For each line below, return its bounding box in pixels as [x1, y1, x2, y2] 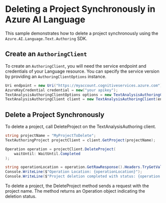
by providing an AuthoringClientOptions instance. [5, 73, 107, 80]
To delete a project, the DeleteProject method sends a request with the [5, 183, 149, 189]
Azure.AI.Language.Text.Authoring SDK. [5, 36, 87, 41]
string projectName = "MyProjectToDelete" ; [5, 133, 96, 138]
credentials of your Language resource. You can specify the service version [5, 68, 160, 74]
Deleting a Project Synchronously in [5, 3, 156, 15]
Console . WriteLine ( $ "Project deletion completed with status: [5, 174, 136, 179]
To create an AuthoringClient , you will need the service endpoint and [5, 63, 147, 69]
